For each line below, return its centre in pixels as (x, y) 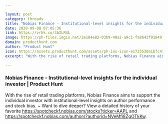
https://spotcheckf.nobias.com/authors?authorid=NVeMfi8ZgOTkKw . (76, 116)
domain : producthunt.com (31, 42)
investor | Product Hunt (34, 84)
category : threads (24, 19)
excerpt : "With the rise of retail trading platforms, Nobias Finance (80, 56)
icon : (11, 51)
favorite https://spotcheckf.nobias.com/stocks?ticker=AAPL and (71, 111)
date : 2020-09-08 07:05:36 (33, 28)
